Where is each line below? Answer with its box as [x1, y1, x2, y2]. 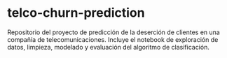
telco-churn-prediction [7, 5, 145, 21]
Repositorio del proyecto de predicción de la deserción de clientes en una [7, 28, 221, 36]
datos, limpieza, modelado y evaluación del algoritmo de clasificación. [7, 43, 210, 51]
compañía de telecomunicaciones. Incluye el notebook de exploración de [7, 35, 219, 43]
